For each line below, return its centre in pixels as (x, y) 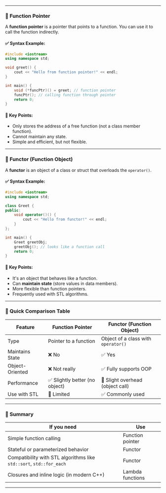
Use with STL (23, 394)
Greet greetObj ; (31, 242)
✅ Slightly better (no (71, 380)
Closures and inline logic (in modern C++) (56, 475)
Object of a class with (126, 338)
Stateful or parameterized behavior (48, 450)
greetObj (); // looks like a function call (60, 247)
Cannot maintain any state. (40, 137)
